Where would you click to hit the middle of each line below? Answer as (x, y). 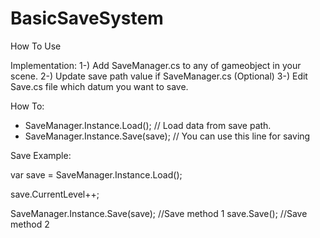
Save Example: (41, 155)
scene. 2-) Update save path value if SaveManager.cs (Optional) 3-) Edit (159, 76)
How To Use (36, 46)
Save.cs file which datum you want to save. (99, 86)
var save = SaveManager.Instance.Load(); (96, 174)
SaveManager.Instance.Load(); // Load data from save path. (148, 125)
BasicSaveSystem (87, 18)
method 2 (30, 224)
